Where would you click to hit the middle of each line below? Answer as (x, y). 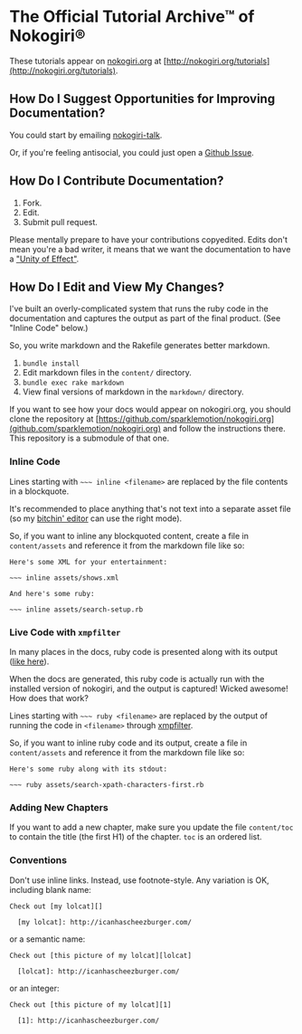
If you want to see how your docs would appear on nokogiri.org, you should (150, 410)
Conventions (38, 860)
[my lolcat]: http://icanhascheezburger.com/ (105, 922)
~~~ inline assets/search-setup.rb (76, 609)
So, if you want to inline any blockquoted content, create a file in (129, 536)
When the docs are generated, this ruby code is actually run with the (137, 678)
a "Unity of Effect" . (44, 259)
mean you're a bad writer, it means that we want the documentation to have (150, 249)
